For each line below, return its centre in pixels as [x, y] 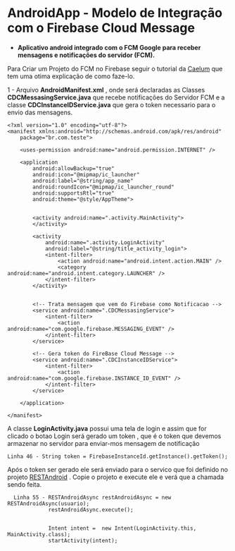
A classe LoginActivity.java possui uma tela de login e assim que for [107, 428]
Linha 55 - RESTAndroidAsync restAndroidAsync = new [93, 497]
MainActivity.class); [39, 534]
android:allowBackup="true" [74, 168]
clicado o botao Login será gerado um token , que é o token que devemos [114, 436]
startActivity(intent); [83, 540]
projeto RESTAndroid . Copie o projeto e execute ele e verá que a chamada [115, 477]
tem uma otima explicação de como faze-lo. [71, 76]
